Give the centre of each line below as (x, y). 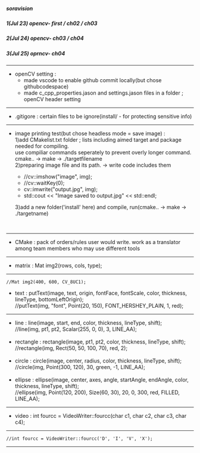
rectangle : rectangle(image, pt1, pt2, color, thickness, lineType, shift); (100, 342)
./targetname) (32, 214)
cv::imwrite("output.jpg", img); (61, 189)
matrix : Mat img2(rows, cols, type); (58, 265)
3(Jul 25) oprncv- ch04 (36, 53)
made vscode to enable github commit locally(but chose (93, 80)
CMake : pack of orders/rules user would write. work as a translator (98, 242)
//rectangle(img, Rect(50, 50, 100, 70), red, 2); (71, 348)
